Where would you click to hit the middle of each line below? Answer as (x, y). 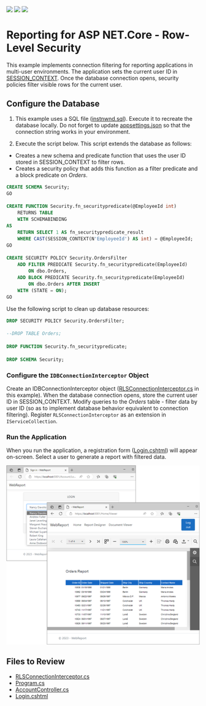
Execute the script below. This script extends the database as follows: (103, 144)
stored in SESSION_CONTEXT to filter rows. (70, 162)
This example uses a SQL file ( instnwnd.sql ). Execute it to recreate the (104, 118)
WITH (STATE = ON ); (42, 290)
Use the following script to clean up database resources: (78, 309)
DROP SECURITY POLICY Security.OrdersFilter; (65, 321)
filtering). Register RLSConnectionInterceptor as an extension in (86, 415)
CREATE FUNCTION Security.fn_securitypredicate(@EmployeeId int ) (91, 206)
